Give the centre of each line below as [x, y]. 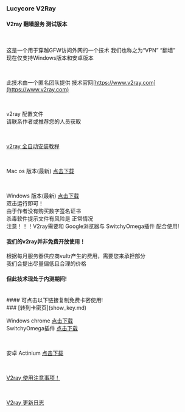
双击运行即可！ [25, 204]
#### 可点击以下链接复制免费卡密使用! [55, 300]
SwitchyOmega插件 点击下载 [42, 328]
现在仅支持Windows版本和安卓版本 [50, 58]
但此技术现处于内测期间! [37, 279]
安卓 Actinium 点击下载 [35, 353]
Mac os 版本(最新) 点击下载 [40, 171]
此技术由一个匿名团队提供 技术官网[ [51, 83]
